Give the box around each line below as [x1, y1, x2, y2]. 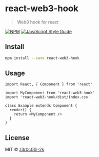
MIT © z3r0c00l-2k [5, 147, 44, 153]
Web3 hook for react [17, 19, 59, 25]
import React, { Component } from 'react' [5, 82, 93, 87]
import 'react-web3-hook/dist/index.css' [5, 95, 91, 100]
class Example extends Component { [5, 103, 78, 108]
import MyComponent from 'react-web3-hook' [5, 91, 95, 96]
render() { [9, 108, 32, 113]
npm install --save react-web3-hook [5, 56, 79, 60]
